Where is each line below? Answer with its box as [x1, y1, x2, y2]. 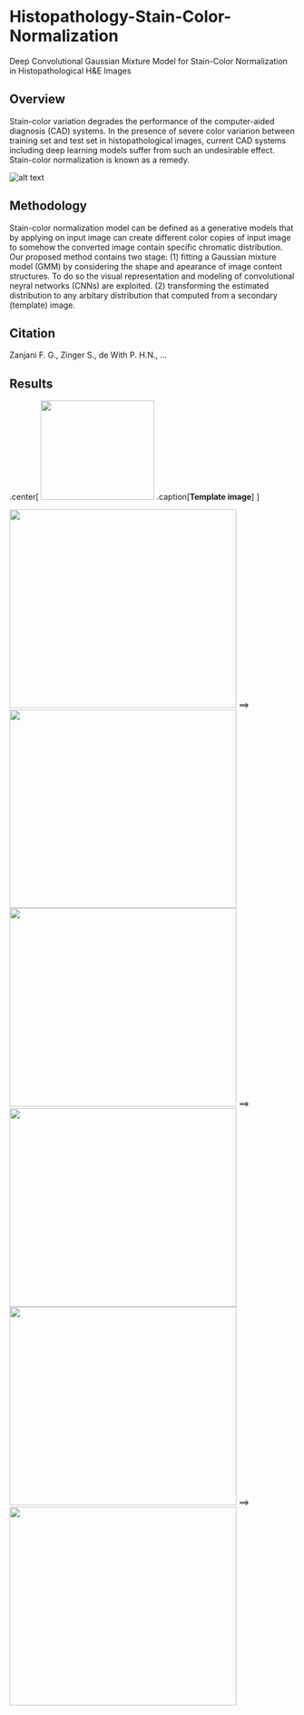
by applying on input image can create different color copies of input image [9, 231, 291, 242]
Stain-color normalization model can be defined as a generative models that [9, 222, 294, 233]
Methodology [9, 198, 88, 214]
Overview [9, 92, 66, 107]
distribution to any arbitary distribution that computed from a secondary [9, 289, 279, 300]
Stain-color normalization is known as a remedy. [9, 154, 191, 165]
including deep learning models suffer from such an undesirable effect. [9, 144, 275, 155]
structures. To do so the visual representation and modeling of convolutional [9, 270, 295, 281]
